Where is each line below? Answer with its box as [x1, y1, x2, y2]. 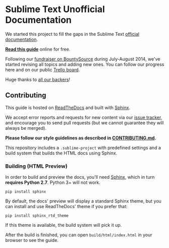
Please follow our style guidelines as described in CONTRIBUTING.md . [5, 135, 156, 141]
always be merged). [5, 125, 47, 131]
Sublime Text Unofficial [5, 4, 105, 15]
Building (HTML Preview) [5, 163, 68, 170]
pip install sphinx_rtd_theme [5, 213, 69, 218]
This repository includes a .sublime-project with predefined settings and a [5, 144, 161, 151]
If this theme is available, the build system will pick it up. [5, 222, 122, 228]
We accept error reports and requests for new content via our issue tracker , [5, 114, 162, 120]
